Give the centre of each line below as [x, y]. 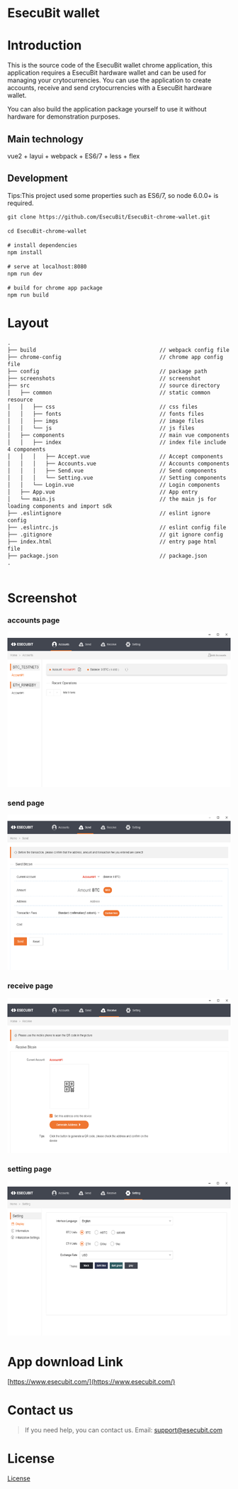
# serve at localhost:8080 [47, 267]
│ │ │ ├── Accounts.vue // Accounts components [119, 463]
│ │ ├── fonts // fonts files [106, 414]
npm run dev [25, 274]
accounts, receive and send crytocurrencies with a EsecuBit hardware [110, 88]
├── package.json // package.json [107, 556]
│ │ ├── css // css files [103, 407]
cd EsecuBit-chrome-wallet [47, 231]
